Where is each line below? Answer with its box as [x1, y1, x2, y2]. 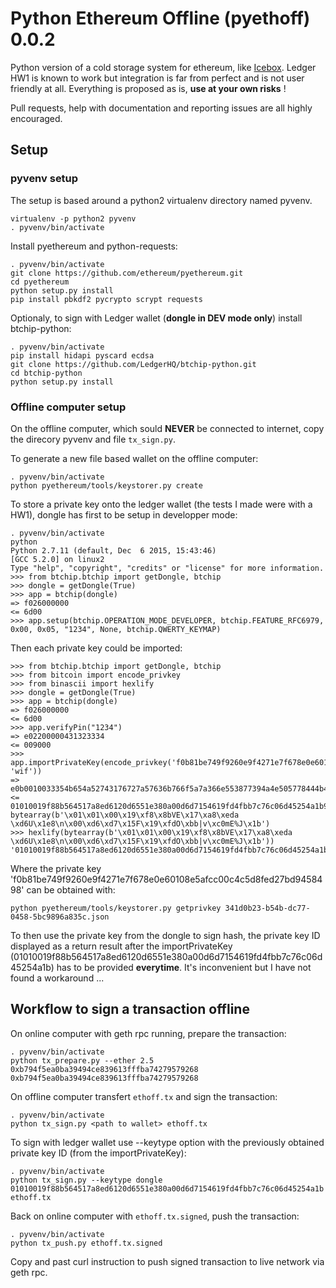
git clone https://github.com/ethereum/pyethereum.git [10, 268, 244, 278]
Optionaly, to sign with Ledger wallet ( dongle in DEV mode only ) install [10, 312, 303, 324]
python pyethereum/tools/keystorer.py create [10, 480, 203, 491]
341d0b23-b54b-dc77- [224, 903, 311, 913]
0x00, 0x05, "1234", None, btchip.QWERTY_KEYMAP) [10, 624, 222, 634]
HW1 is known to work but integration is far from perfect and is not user [10, 72, 305, 84]
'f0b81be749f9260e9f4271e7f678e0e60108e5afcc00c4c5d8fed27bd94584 [10, 873, 323, 885]
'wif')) [10, 766, 43, 776]
